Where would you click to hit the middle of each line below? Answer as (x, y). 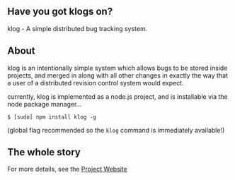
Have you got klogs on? (60, 12)
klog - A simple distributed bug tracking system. (78, 28)
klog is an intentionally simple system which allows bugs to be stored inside (117, 68)
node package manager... (45, 104)
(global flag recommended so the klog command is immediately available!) (116, 130)
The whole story (44, 152)
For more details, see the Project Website (67, 169)
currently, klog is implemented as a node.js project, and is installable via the (117, 96)
